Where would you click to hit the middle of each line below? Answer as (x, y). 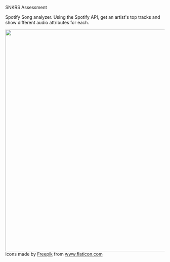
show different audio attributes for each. (47, 23)
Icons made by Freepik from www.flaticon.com (54, 254)
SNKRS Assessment (26, 7)
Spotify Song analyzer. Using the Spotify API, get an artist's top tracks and (83, 17)
